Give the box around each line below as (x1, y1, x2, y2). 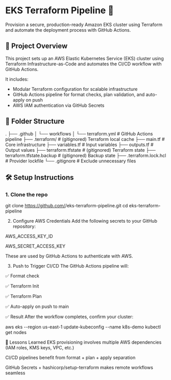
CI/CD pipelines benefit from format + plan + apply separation (5, 354, 136, 361)
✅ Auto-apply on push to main (5, 303, 69, 310)
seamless (5, 370, 26, 376)
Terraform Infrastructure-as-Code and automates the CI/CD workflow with (5, 61, 162, 67)
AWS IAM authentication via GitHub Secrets (12, 102, 105, 108)
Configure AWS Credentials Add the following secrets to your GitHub (12, 218, 157, 224)
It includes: (5, 76, 29, 82)
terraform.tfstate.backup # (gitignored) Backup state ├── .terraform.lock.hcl (5, 152, 166, 158)
